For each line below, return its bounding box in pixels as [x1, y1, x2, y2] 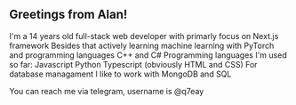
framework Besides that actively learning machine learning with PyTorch [9, 40, 275, 51]
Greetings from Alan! [9, 7, 128, 22]
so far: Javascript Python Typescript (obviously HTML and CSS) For [9, 59, 258, 69]
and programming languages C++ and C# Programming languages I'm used [9, 49, 287, 61]
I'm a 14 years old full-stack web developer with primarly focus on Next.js [9, 30, 279, 41]
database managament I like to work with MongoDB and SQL [9, 69, 232, 79]
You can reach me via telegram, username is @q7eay [9, 85, 204, 96]
